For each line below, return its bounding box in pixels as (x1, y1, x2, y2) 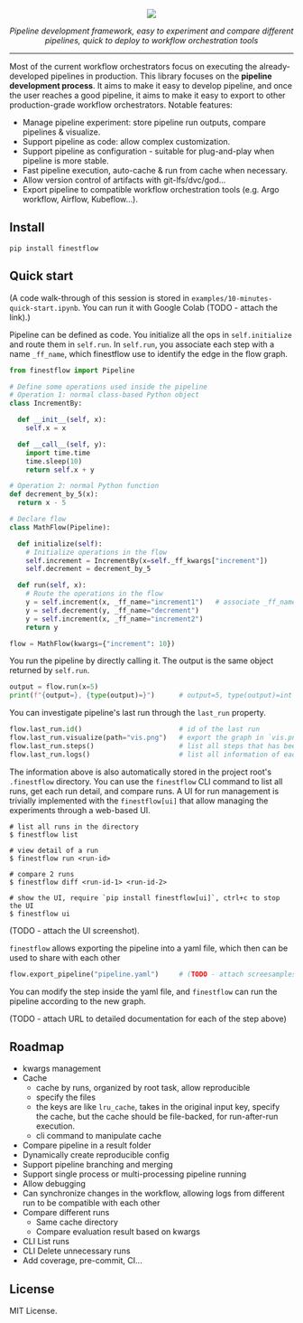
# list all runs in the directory (9, 822, 140, 831)
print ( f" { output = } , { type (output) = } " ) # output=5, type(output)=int (9, 691, 293, 700)
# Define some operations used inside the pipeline (9, 382, 207, 391)
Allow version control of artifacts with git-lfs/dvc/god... (22, 174, 226, 185)
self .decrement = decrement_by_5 (25, 565, 151, 574)
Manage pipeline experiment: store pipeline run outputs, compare (22, 117, 266, 127)
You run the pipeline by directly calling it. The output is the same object (9, 655, 274, 666)
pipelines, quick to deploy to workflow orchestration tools (44, 35, 259, 45)
